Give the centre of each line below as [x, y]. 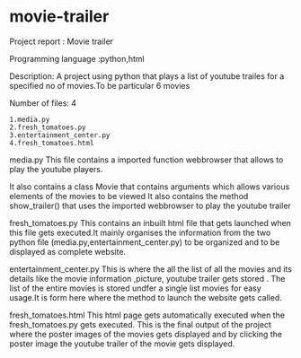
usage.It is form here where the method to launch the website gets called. [146, 297]
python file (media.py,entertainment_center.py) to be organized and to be [145, 242]
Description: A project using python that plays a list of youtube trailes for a [147, 76]
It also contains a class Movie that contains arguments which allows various [150, 187]
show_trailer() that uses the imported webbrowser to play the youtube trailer [150, 205]
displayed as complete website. [68, 251]
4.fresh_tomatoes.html [52, 143]
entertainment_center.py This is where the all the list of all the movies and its [150, 269]
